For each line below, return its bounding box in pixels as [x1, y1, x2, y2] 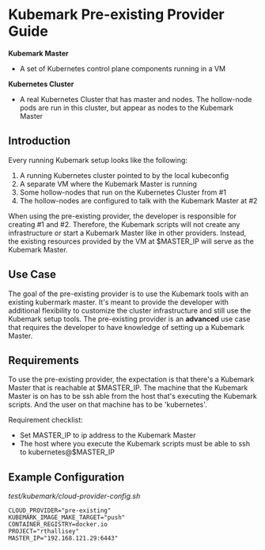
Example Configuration [8, 470, 125, 484]
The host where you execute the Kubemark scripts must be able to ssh [19, 439, 251, 449]
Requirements [8, 354, 79, 367]
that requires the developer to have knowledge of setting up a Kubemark [8, 322, 245, 332]
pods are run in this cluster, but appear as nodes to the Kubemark [19, 103, 234, 112]
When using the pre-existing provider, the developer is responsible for [8, 211, 237, 221]
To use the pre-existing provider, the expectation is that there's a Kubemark [8, 374, 255, 385]
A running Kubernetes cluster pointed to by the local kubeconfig [19, 170, 229, 180]
